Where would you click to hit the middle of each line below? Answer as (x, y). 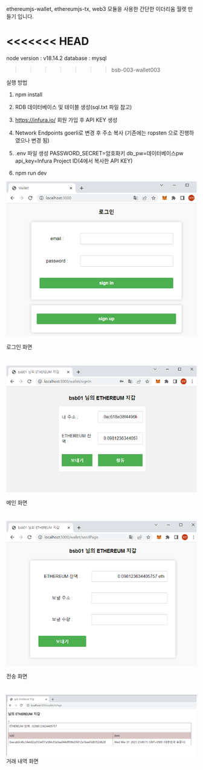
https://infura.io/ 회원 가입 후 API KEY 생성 (66, 119)
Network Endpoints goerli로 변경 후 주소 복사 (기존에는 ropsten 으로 (96, 133)
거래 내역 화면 (23, 761)
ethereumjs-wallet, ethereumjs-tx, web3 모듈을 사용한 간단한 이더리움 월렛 (96, 9)
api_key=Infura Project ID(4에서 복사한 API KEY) (74, 161)
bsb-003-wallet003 (136, 70)
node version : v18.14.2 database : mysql (56, 58)
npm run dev (31, 173)
